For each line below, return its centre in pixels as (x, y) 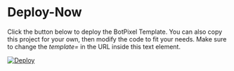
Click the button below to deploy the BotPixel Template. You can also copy (115, 32)
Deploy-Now (45, 12)
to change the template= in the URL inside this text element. (94, 46)
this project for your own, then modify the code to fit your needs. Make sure (117, 39)
